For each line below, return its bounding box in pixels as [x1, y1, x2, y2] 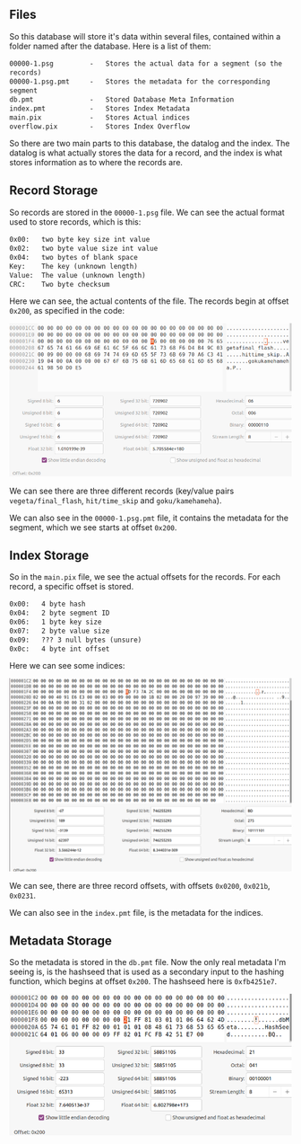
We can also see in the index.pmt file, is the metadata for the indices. [9, 907, 264, 918]
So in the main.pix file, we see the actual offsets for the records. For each [9, 572, 280, 582]
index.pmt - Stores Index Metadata [9, 103, 191, 113]
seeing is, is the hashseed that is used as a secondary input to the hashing [9, 966, 285, 978]
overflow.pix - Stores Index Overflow [9, 121, 191, 131]
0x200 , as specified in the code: [9, 305, 125, 315]
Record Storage [9, 183, 99, 199]
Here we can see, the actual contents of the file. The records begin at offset [9, 296, 289, 306]
